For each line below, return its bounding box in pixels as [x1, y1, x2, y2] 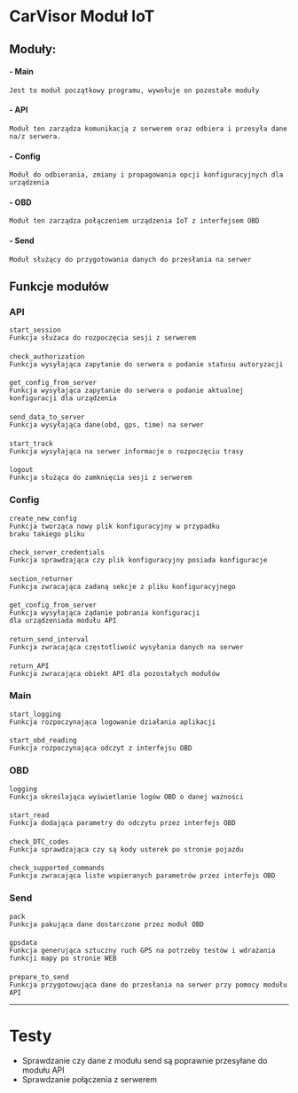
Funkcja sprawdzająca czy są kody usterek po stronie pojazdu [9, 845, 244, 853]
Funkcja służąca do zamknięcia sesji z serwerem [9, 473, 192, 483]
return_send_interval [9, 634, 90, 644]
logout [9, 466, 34, 475]
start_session [9, 326, 62, 334]
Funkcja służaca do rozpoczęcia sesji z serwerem [9, 334, 197, 342]
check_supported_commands [9, 863, 105, 873]
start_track [9, 439, 53, 448]
